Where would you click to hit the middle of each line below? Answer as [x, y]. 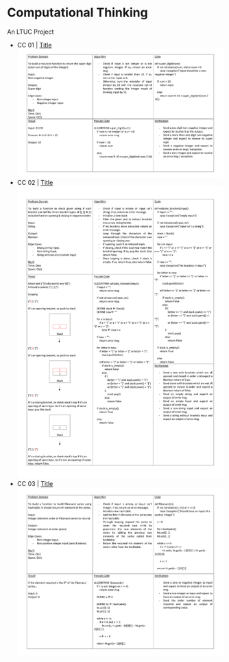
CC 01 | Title [34, 45]
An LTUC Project [31, 32]
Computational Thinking [78, 13]
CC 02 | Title [35, 182]
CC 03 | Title [35, 483]
